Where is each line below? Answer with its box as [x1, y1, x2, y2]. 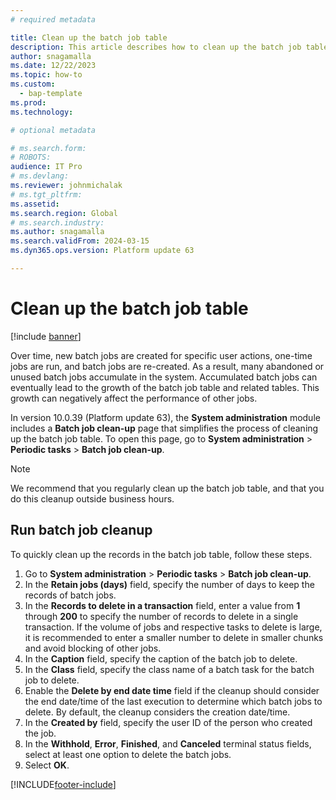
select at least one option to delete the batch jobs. [24, 748, 232, 760]
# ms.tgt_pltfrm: [10, 189, 83, 200]
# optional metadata [10, 125, 97, 135]
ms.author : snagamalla [10, 227, 105, 237]
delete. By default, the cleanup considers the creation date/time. [24, 706, 291, 718]
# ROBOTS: [10, 152, 52, 163]
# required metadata [10, 14, 97, 25]
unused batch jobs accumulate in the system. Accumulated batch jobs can [10, 371, 318, 383]
